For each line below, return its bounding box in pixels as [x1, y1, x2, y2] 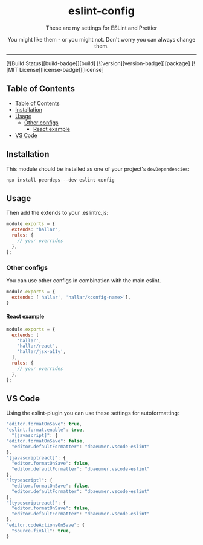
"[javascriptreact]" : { [6, 454, 66, 461]
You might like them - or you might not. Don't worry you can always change [7, 36, 196, 43]
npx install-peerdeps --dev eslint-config [6, 177, 115, 183]
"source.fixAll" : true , [11, 527, 71, 534]
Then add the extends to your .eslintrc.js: [6, 209, 109, 217]
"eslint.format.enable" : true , [6, 427, 85, 433]
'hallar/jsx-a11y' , [17, 349, 66, 355]
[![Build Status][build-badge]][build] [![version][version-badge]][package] [6, 59, 190, 67]
